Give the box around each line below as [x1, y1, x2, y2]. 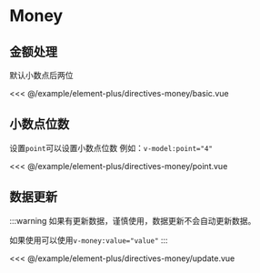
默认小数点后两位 [9, 70, 74, 80]
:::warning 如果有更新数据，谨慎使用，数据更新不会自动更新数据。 [9, 215, 256, 226]
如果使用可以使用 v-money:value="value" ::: [9, 234, 168, 246]
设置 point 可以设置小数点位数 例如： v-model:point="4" [9, 142, 214, 153]
